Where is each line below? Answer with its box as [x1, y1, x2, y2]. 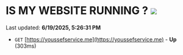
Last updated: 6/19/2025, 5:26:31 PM [5, 24, 101, 31]
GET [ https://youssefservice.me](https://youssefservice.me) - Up [14, 35, 177, 43]
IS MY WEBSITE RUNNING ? [5, 4, 149, 18]
